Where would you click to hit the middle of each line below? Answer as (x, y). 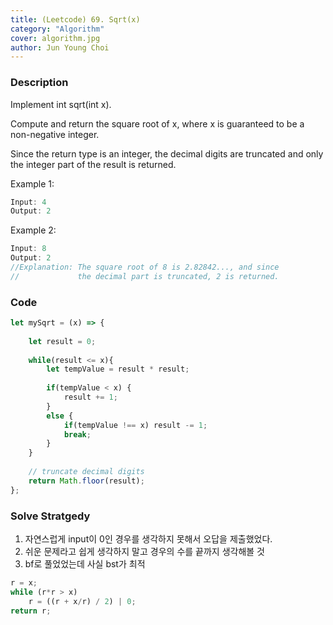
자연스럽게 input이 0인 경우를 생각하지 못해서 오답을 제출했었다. (148, 539)
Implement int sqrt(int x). (61, 104)
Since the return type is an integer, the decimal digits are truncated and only (167, 153)
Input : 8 (28, 249)
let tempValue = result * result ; (118, 369)
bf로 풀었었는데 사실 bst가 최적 (85, 564)
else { (60, 416)
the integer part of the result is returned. (93, 164)
